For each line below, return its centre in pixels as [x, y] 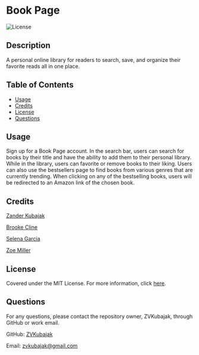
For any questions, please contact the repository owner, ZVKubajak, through [99, 316]
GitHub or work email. [33, 322]
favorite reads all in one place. [43, 66]
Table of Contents [40, 85]
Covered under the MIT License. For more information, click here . [86, 283]
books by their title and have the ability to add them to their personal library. [99, 158]
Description [28, 45]
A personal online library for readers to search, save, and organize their [94, 59]
